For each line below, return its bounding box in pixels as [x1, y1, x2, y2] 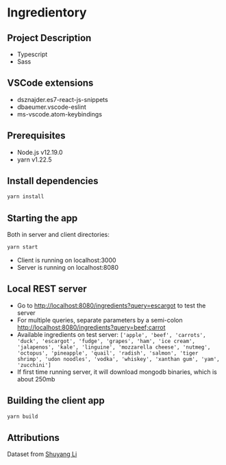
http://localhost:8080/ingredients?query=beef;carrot [16, 323, 166, 331]
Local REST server [7, 283, 87, 295]
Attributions [7, 431, 60, 443]
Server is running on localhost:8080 [16, 264, 118, 271]
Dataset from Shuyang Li [7, 450, 77, 458]
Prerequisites [7, 130, 66, 142]
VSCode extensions [7, 77, 94, 89]
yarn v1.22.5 [16, 155, 52, 164]
